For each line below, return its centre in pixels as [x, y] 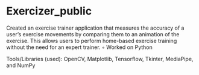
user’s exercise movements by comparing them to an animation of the [93, 34]
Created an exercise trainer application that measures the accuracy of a [95, 28]
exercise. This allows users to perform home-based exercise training [92, 41]
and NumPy [21, 65]
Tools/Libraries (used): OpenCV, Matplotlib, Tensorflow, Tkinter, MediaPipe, [100, 59]
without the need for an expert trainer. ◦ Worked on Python [79, 47]
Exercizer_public [49, 11]
